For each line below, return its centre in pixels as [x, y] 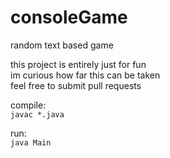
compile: [28, 105]
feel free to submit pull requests [76, 85]
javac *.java [37, 114]
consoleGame [69, 17]
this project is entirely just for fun [78, 64]
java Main [31, 142]
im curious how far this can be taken [85, 75]
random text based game [62, 45]
